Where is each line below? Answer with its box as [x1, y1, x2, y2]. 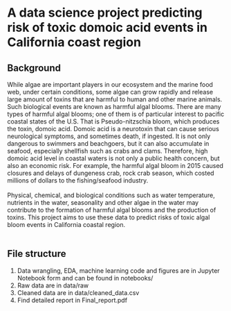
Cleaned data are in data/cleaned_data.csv [17, 288, 140, 296]
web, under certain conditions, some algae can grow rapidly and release [7, 88, 213, 96]
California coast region [7, 35, 142, 50]
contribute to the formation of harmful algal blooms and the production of [7, 206, 216, 214]
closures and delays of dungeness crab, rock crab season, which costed [7, 169, 214, 177]
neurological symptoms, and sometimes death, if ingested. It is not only [7, 132, 211, 140]
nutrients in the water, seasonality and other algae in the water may [7, 199, 199, 206]
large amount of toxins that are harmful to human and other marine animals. [7, 95, 223, 103]
